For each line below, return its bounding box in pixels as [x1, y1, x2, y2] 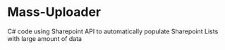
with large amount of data [7, 34, 83, 42]
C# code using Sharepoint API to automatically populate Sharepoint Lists [7, 27, 219, 35]
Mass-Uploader [7, 4, 101, 20]
